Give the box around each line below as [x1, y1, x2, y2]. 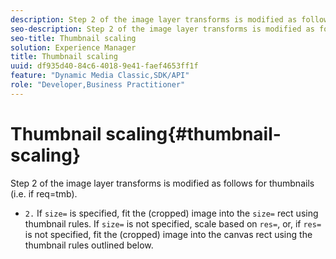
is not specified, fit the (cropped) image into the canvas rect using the [24, 228, 313, 240]
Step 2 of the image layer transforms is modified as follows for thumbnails [10, 177, 315, 189]
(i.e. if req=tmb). [10, 187, 78, 200]
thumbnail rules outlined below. [24, 239, 154, 251]
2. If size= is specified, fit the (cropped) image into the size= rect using [24, 207, 319, 219]
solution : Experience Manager [10, 42, 137, 53]
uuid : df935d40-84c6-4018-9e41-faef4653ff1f [10, 61, 199, 71]
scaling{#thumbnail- [105, 122, 282, 145]
